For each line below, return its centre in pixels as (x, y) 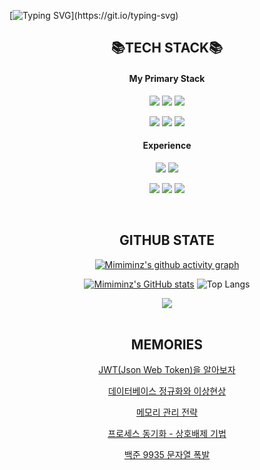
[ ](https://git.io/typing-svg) (94, 15)
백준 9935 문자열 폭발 (167, 455)
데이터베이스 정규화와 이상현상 (167, 391)
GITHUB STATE (167, 240)
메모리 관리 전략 (167, 412)
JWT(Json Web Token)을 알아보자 (167, 370)
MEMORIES (167, 344)
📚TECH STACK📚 (167, 48)
